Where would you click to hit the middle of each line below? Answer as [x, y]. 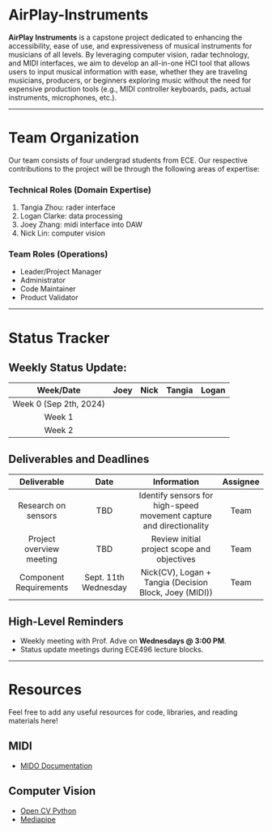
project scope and [176, 550]
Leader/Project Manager [61, 272]
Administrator [43, 280]
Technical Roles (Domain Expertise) [80, 189]
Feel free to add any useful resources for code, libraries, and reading [123, 712]
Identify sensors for [176, 495]
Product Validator [49, 298]
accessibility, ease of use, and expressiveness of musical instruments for [130, 45]
